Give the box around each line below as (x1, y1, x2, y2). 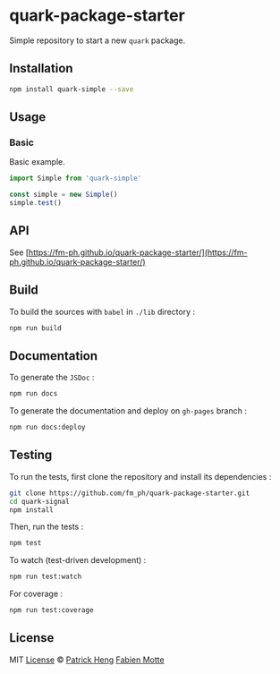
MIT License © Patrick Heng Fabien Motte (9, 654, 165, 665)
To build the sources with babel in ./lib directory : (9, 306, 196, 317)
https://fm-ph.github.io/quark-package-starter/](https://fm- (28, 247, 248, 258)
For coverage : (9, 588, 64, 600)
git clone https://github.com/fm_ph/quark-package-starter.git (9, 489, 250, 498)
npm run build (9, 323, 63, 332)
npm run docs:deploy (9, 422, 87, 432)
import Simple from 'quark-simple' (9, 174, 142, 183)
